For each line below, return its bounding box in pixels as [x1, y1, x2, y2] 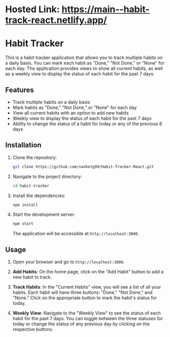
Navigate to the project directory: [12, 173, 82, 179]
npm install [12, 202, 38, 207]
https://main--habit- [61, 4, 150, 15]
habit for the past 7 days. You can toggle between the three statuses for [12, 316, 163, 322]
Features [5, 86, 34, 94]
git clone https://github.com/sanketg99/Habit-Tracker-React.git [12, 164, 154, 169]
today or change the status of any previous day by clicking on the [12, 321, 150, 327]
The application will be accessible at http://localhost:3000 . [12, 231, 139, 237]
